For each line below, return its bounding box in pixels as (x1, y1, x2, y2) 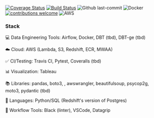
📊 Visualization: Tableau (5, 69, 57, 75)
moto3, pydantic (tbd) (5, 88, 50, 94)
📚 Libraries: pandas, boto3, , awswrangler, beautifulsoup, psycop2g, (5, 81, 149, 87)
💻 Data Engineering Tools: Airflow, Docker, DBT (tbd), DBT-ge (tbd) (5, 34, 146, 40)
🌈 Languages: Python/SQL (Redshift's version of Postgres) (5, 97, 127, 103)
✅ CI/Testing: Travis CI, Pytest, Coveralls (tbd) (5, 58, 101, 64)
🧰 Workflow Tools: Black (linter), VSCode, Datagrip (5, 107, 111, 113)
